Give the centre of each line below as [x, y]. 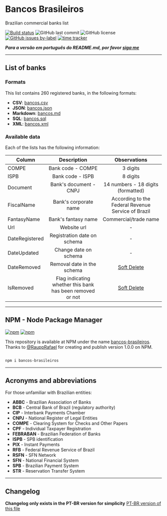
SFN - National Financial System [45, 460]
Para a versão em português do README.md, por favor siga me [72, 47]
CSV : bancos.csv [30, 103]
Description [73, 159]
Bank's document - [73, 184]
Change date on [73, 250]
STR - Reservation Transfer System [49, 471]
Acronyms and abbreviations [51, 381]
